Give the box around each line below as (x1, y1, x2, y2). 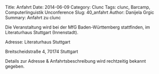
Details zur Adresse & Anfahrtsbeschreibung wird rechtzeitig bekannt (5, 58, 146, 64)
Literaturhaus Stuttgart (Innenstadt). (5, 30, 79, 35)
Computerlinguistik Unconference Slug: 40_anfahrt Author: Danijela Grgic (5, 9, 155, 15)
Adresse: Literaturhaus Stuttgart (5, 39, 71, 45)
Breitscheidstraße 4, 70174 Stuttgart (5, 49, 79, 54)
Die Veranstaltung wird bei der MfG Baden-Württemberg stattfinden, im (5, 24, 151, 30)
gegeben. (5, 64, 25, 69)
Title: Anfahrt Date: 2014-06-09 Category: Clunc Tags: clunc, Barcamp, (5, 4, 151, 10)
